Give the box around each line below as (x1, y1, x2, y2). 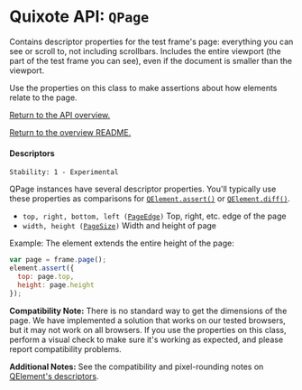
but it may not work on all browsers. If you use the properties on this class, (9, 324, 287, 335)
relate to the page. (9, 92, 78, 103)
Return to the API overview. (9, 109, 111, 120)
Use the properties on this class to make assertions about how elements (9, 82, 278, 93)
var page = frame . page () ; (9, 255, 106, 265)
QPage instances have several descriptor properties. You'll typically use (9, 183, 277, 195)
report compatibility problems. (9, 343, 122, 354)
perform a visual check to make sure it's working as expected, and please (9, 334, 284, 345)
